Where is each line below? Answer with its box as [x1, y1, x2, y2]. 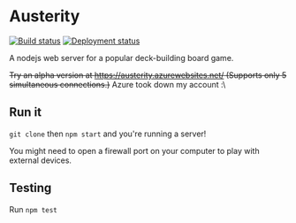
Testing [9, 181, 52, 196]
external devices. [9, 155, 72, 165]
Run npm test [9, 204, 57, 214]
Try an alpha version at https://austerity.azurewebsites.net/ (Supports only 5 [9, 69, 287, 81]
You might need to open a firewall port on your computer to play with [9, 145, 260, 156]
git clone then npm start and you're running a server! [9, 128, 207, 139]
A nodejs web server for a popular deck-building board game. [9, 52, 234, 63]
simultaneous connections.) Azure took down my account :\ [9, 79, 226, 89]
